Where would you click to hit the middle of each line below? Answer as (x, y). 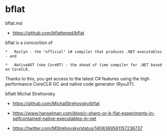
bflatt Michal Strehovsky (30, 93)
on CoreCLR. (17, 69)
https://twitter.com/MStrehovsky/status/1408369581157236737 (77, 128)
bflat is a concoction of (29, 42)
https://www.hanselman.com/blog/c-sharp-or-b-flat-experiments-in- (83, 113)
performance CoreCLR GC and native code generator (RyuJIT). (70, 84)
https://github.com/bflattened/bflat (48, 33)
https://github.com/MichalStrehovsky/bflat (56, 103)
